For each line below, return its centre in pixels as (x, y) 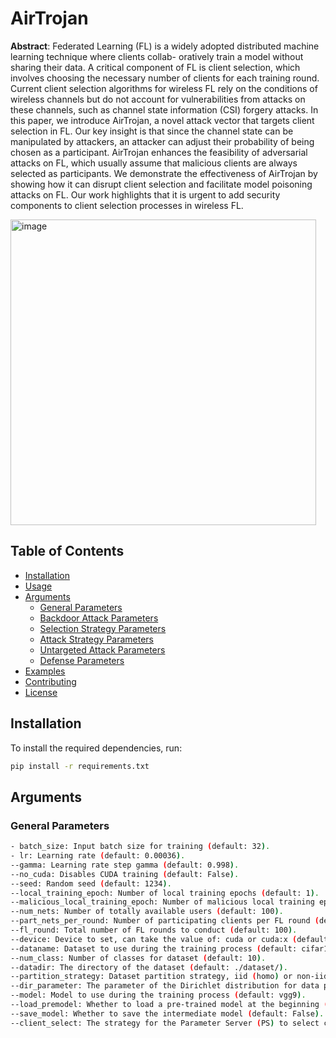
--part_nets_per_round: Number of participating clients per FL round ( (165, 921)
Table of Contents (67, 551)
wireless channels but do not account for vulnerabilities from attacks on (158, 99)
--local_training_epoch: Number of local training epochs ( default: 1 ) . (165, 893)
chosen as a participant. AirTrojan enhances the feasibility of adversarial (159, 152)
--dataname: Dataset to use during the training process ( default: (154, 948)
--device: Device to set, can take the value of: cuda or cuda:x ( (154, 939)
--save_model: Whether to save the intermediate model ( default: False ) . (167, 1013)
